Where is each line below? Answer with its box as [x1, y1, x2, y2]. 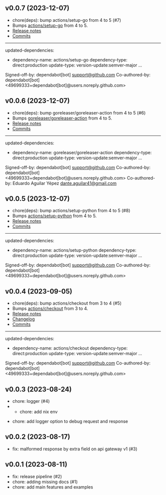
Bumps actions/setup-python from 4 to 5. [12, 213, 97, 219]
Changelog [12, 316, 35, 322]
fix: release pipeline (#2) [12, 473, 62, 479]
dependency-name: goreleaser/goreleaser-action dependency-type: [12, 149, 152, 155]
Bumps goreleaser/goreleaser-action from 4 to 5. [12, 115, 112, 121]
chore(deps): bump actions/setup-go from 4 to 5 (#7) [12, 17, 122, 23]
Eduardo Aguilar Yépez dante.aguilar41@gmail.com [12, 180, 117, 186]
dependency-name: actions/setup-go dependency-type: [12, 57, 127, 62]
